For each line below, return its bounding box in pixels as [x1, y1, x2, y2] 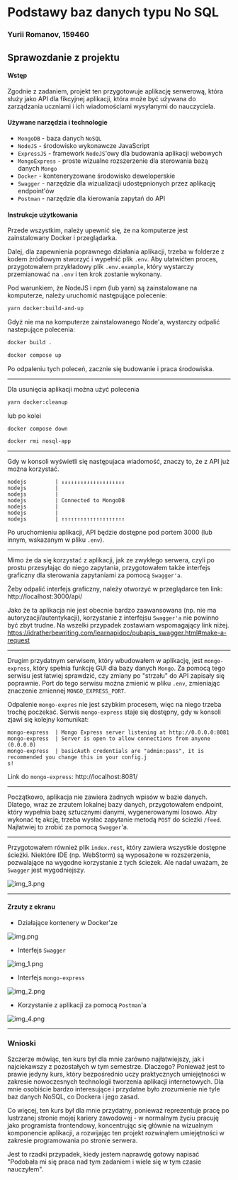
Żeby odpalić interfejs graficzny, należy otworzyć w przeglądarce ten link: [7, 585, 223, 594]
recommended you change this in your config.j [7, 754, 147, 761]
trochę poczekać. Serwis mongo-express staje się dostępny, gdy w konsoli [7, 708, 222, 716]
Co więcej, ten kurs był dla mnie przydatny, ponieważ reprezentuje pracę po [7, 1106, 229, 1114]
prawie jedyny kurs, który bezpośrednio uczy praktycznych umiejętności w [7, 1070, 227, 1078]
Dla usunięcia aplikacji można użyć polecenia [7, 385, 140, 393]
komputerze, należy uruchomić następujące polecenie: [7, 291, 168, 300]
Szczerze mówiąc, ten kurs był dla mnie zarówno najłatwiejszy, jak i [7, 1055, 205, 1063]
